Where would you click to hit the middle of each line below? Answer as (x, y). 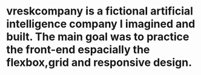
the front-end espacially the (78, 50)
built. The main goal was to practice (98, 37)
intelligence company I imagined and (101, 24)
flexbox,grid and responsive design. (99, 63)
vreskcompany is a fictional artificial (100, 11)
